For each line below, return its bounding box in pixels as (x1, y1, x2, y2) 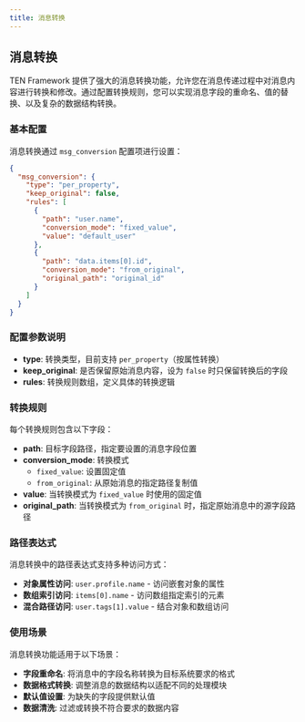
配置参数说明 (9, 331, 66, 344)
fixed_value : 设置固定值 (36, 466, 127, 477)
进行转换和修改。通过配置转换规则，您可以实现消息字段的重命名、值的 (16, 87, 280, 98)
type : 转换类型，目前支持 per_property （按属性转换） (22, 353, 225, 365)
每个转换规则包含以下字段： (9, 424, 114, 435)
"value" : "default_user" (42, 232, 137, 241)
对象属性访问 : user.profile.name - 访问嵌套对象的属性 (22, 578, 225, 589)
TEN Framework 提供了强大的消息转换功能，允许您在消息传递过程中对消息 (9, 75, 288, 87)
